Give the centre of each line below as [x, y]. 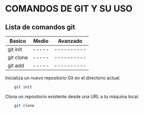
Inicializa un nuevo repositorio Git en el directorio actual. [63, 78]
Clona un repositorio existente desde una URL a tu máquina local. [72, 96]
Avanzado [70, 41]
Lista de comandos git [40, 27]
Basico [18, 41]
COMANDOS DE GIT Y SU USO [69, 9]
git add [16, 65]
